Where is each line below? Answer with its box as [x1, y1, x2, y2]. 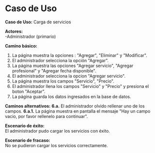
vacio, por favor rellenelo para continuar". [5, 113, 88, 119]
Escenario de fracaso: [5, 137, 50, 143]
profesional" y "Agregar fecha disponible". [12, 68, 96, 73]
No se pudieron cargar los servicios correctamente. [5, 142, 108, 148]
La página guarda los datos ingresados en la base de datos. [12, 93, 131, 100]
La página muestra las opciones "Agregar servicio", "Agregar [12, 63, 134, 68]
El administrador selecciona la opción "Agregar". [12, 57, 109, 63]
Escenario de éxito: [5, 122, 45, 129]
